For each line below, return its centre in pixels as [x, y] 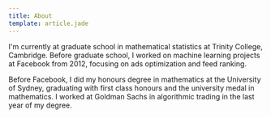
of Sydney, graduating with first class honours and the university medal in [131, 88]
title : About [30, 16]
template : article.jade [49, 23]
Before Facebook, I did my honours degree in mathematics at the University [135, 79]
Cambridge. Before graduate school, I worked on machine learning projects [134, 55]
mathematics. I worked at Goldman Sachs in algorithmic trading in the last [131, 96]
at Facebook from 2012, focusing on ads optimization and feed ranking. [128, 63]
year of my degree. [41, 105]
